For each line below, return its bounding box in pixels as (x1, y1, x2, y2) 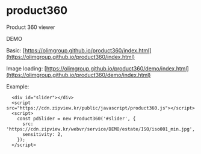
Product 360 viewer (6, 23, 55, 31)
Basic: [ (6, 46, 25, 54)
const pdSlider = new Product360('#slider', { (17, 115, 136, 122)
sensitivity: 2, (22, 131, 63, 137)
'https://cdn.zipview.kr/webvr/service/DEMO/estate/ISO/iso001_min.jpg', (6, 126, 196, 132)
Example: (6, 82, 29, 90)
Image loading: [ (6, 64, 47, 72)
